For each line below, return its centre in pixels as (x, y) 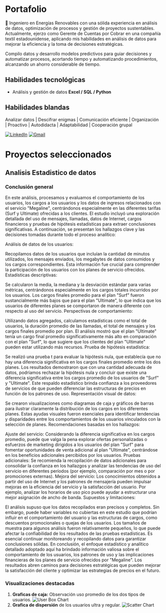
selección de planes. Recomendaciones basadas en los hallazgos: (73, 425)
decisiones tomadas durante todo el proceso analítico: (60, 235)
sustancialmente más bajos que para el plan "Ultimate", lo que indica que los (83, 301)
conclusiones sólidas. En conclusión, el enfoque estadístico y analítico (77, 544)
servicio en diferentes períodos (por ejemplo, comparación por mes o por (80, 471)
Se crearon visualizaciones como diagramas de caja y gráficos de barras (80, 403)
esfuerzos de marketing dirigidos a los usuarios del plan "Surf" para (75, 445)
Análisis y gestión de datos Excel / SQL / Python (62, 92)
